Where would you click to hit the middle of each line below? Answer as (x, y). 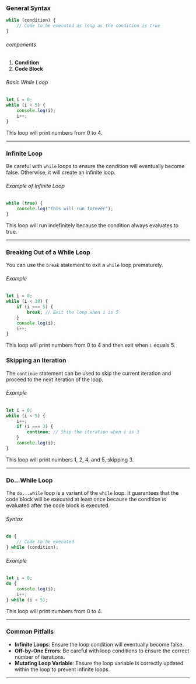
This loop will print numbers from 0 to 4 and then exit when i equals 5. (91, 345)
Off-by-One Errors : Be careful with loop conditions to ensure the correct (102, 651)
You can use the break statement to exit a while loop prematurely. (85, 265)
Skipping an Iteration (36, 360)
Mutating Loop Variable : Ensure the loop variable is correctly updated (99, 663)
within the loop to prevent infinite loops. (62, 669)
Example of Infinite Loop (36, 186)
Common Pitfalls (30, 632)
